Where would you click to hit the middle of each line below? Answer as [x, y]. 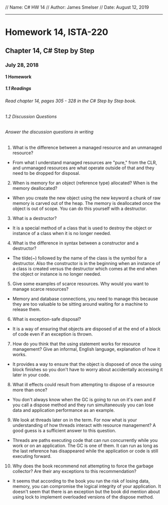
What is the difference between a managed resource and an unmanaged [87, 147]
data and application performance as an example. [63, 410]
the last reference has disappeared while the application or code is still [85, 451]
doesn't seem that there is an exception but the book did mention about [86, 491]
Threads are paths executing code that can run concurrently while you [85, 440]
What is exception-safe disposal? [47, 319]
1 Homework [18, 77]
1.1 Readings [18, 88]
